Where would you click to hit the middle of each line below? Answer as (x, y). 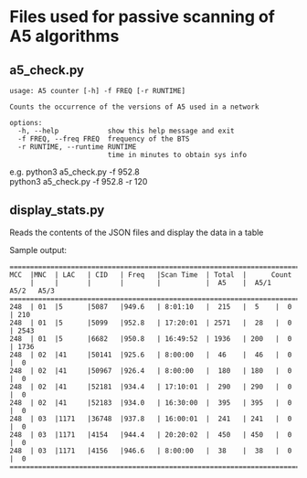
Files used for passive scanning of (143, 17)
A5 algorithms (64, 36)
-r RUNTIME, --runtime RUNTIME (77, 147)
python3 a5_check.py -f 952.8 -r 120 (79, 181)
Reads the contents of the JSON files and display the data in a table (137, 232)
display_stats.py (57, 211)
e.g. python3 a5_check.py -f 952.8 (74, 172)
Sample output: (38, 250)
